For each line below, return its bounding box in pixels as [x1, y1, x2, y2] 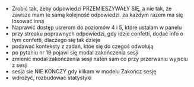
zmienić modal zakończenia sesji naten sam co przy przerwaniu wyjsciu [11, 56, 188, 62]
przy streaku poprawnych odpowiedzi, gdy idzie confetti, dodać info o [11, 30, 184, 37]
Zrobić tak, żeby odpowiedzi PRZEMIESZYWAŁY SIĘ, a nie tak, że [11, 5, 172, 12]
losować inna [11, 18, 44, 24]
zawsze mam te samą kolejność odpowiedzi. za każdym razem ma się [11, 11, 183, 18]
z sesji [11, 62, 28, 69]
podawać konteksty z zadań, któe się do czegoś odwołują [11, 43, 154, 50]
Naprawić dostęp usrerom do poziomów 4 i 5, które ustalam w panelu [11, 24, 182, 31]
